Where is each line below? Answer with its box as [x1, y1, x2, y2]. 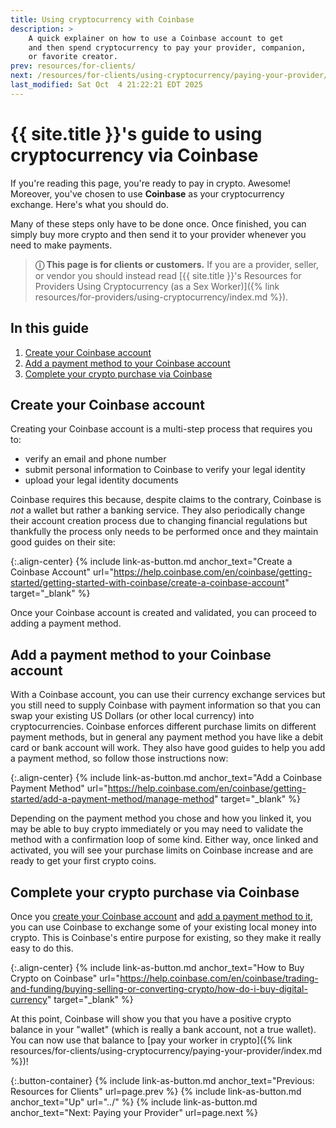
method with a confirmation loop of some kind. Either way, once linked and [10, 834, 319, 846]
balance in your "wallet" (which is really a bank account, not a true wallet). [10, 1023, 317, 1035]
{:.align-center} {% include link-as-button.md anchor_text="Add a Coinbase [10, 772, 323, 784]
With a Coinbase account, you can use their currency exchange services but [10, 689, 326, 701]
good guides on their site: [10, 536, 116, 548]
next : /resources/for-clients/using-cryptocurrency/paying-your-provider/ [10, 71, 329, 81]
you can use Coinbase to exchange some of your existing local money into [10, 921, 317, 933]
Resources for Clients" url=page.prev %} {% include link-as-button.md [10, 1085, 302, 1097]
